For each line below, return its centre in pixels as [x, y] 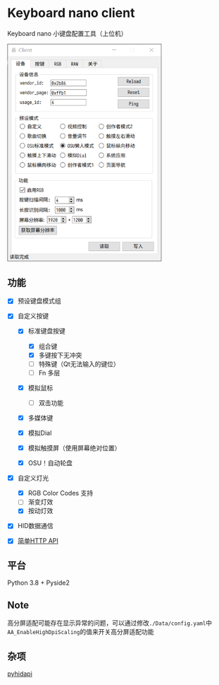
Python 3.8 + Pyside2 [39, 583]
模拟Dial [40, 433]
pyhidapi [20, 674]
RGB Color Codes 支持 [61, 493]
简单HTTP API [38, 541]
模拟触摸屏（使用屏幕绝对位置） [74, 448]
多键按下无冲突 [60, 355]
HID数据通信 [36, 526]
